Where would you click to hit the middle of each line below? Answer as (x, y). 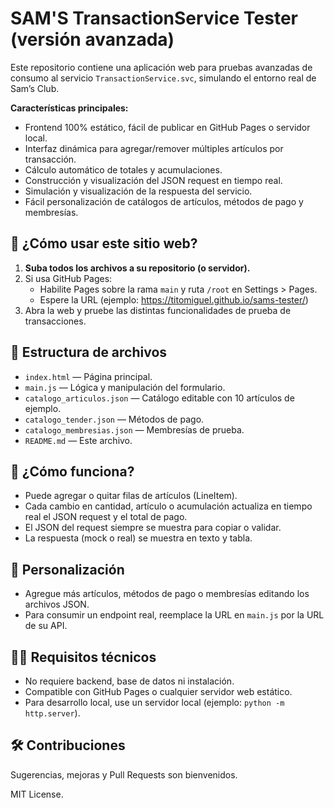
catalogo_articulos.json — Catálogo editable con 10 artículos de (159, 398)
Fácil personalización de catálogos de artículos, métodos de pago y (164, 201)
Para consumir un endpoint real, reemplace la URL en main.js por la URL (174, 615)
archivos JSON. (57, 604)
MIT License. (37, 794)
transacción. (50, 159)
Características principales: (69, 108)
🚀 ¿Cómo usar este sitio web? (104, 243)
